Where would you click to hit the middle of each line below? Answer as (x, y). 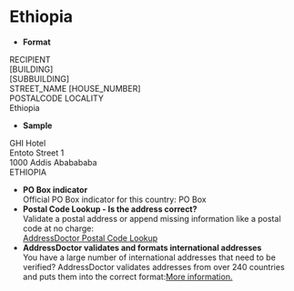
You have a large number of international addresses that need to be (149, 257)
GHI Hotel (28, 143)
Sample (37, 125)
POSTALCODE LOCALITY (57, 98)
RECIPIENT (30, 59)
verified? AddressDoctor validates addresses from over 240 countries (153, 266)
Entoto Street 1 (37, 153)
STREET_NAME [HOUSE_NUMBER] (75, 88)
